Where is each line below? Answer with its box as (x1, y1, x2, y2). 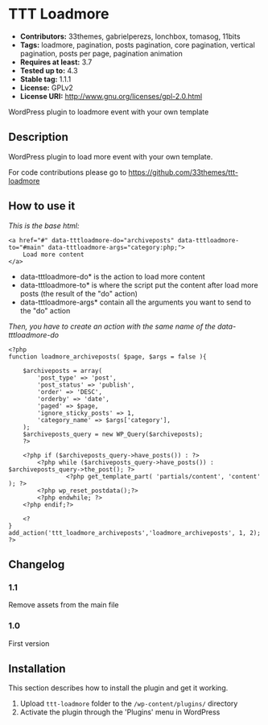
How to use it (8, 199, 76, 213)
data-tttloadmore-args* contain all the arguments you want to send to (19, 297, 252, 307)
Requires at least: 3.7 (19, 57, 93, 67)
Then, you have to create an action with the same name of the (8, 321, 216, 331)
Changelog (8, 557, 65, 571)
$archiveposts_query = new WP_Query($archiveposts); (23, 430, 204, 438)
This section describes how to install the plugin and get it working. (8, 683, 229, 693)
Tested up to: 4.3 (19, 65, 78, 75)
